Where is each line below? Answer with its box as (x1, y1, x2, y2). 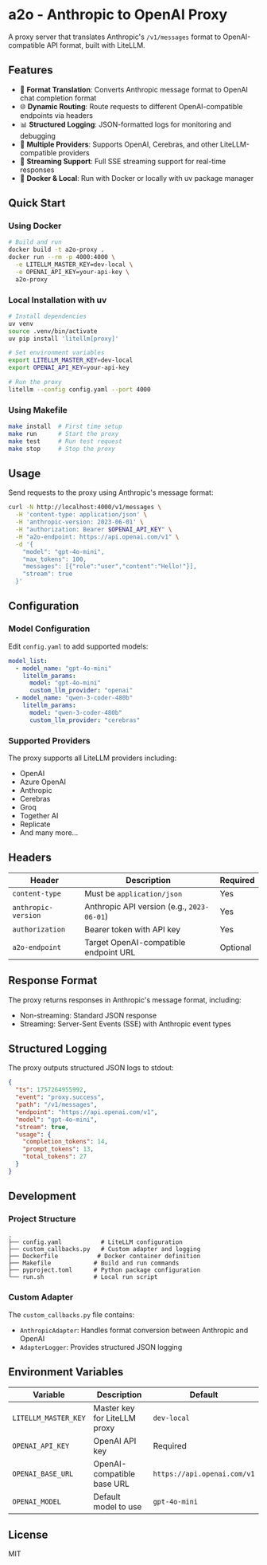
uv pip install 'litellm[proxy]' (8, 335, 119, 343)
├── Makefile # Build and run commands (8, 1259, 180, 1268)
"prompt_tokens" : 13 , (22, 1145, 94, 1153)
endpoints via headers (19, 110, 94, 120)
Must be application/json (84, 888, 183, 899)
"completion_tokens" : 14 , (22, 1138, 109, 1146)
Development (8, 1190, 77, 1203)
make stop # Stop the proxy (8, 445, 115, 453)
